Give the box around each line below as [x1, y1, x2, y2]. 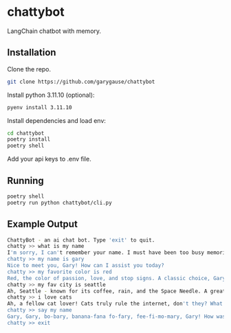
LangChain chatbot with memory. [7, 27, 102, 35]
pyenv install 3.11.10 [7, 104, 72, 111]
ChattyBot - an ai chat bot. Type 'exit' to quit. [7, 236, 155, 244]
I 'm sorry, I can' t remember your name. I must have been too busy [7, 249, 205, 256]
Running [7, 174, 45, 186]
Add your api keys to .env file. [7, 155, 91, 163]
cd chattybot [7, 130, 45, 137]
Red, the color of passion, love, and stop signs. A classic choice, [7, 275, 211, 282]
